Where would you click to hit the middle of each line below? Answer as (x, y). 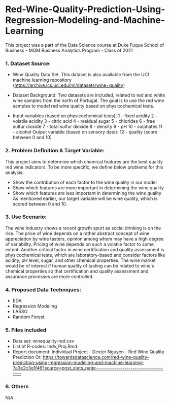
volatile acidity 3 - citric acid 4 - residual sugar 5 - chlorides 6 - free (84, 121)
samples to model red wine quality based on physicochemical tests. (83, 106)
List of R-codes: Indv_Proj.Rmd (45, 347)
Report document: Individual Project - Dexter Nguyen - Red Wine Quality (89, 352)
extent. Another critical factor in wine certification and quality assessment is (85, 249)
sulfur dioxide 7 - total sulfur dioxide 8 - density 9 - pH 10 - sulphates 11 (87, 127)
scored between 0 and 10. (40, 204)
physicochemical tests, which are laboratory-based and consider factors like (85, 255)
